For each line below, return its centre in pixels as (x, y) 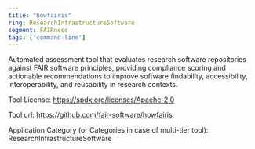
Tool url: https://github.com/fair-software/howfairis (90, 115)
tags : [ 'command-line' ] (47, 37)
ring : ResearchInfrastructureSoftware (71, 23)
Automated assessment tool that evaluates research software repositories (127, 60)
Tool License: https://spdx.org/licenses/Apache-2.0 (91, 100)
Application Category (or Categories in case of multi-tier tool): (108, 130)
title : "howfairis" (40, 15)
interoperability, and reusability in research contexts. (93, 85)
